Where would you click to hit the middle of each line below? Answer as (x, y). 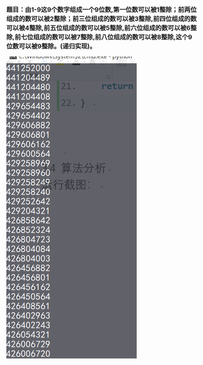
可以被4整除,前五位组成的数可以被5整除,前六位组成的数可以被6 (98, 27)
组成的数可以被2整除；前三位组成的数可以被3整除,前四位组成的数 (101, 18)
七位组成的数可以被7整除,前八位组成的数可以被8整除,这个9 (107, 37)
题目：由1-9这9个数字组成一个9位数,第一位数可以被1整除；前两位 (101, 9)
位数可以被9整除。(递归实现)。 (51, 46)
